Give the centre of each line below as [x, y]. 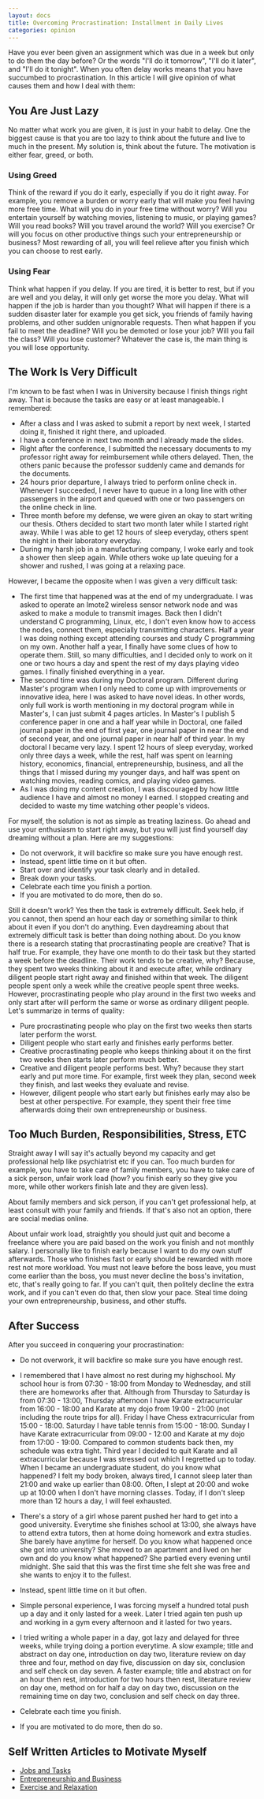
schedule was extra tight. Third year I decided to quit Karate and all [128, 1451]
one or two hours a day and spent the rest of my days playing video [129, 663]
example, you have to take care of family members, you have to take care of [132, 1170]
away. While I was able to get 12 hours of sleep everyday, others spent [134, 532]
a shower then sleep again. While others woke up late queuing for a [129, 557]
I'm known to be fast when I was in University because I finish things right [128, 391]
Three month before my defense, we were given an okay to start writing [136, 515]
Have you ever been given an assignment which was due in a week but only [131, 53]
